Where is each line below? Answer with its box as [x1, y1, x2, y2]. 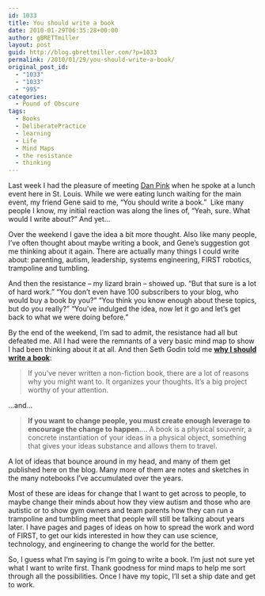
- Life [15, 136, 37, 145]
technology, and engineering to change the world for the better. [8, 540, 215, 549]
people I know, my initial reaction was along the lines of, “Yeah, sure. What [8, 206, 251, 216]
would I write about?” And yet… [8, 215, 111, 224]
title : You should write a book [8, 19, 115, 27]
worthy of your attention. [27, 385, 109, 395]
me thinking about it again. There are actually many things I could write [8, 246, 240, 256]
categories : [8, 93, 47, 101]
